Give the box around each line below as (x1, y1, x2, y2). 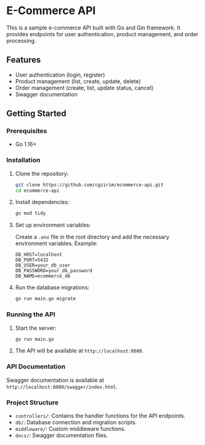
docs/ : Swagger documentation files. (15, 432, 108, 439)
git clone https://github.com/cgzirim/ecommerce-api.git (15, 181, 164, 188)
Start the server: (15, 324, 57, 332)
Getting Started (6, 108, 67, 119)
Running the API (6, 310, 56, 319)
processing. (6, 37, 37, 44)
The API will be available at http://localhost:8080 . (15, 347, 144, 354)
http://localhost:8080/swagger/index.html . (6, 382, 118, 390)
